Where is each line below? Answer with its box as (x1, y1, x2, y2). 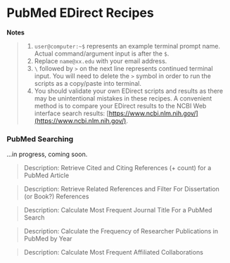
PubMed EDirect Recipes (6, 5, 154, 21)
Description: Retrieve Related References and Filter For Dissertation (23, 185, 219, 193)
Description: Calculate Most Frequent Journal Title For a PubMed (23, 206, 212, 214)
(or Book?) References (23, 192, 89, 201)
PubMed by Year (23, 234, 72, 243)
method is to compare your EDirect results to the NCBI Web (34, 101, 207, 110)
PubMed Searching (6, 134, 74, 143)
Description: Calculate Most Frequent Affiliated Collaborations (23, 248, 203, 257)
